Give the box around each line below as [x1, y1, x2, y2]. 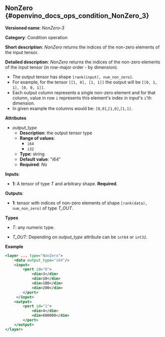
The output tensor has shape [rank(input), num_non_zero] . [12, 74, 133, 80]
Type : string [19, 151, 45, 157]
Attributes [5, 115, 27, 121]
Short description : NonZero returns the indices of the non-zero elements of [5, 44, 160, 50]
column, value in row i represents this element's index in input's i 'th [12, 95, 152, 101]
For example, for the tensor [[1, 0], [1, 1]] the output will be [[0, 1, [12, 79, 158, 85]
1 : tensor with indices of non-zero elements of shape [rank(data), [12, 200, 148, 206]
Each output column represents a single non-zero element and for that [12, 89, 156, 96]
